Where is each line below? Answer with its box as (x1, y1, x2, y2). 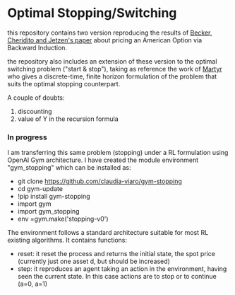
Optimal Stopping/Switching (7, 5, 177, 21)
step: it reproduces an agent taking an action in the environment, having (17, 265, 227, 273)
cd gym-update (17, 185, 64, 193)
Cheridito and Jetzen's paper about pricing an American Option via (7, 35, 203, 44)
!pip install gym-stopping (17, 192, 90, 201)
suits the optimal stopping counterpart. (7, 79, 121, 88)
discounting (17, 107, 52, 115)
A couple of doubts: (7, 93, 65, 102)
